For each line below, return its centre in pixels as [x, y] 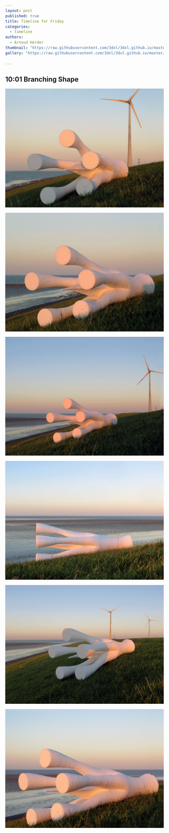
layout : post [19, 11]
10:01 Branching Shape [42, 79]
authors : [14, 37]
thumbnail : [17, 48]
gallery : [14, 53]
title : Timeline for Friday [35, 21]
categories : [18, 27]
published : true [22, 16]
